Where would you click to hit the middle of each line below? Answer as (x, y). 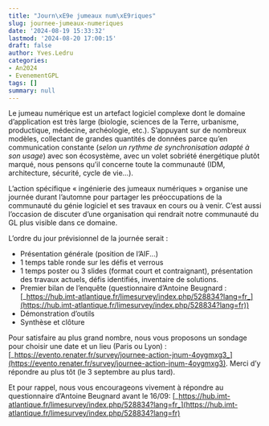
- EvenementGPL (34, 76)
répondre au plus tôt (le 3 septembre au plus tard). (92, 372)
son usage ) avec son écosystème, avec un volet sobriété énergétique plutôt (134, 156)
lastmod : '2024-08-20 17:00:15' (62, 38)
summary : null (32, 90)
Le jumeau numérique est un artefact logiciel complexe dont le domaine (127, 113)
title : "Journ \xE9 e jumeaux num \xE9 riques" (82, 16)
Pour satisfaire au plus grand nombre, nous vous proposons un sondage (128, 338)
